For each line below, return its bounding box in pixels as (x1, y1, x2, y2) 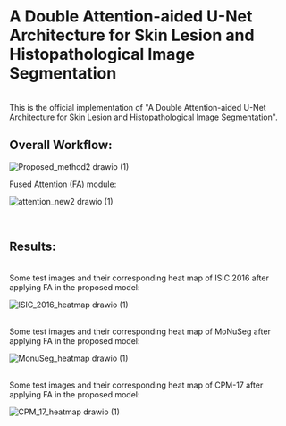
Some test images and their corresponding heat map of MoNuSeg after (9, 326, 271, 337)
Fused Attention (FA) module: (9, 179, 117, 189)
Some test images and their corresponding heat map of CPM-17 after (9, 380, 264, 390)
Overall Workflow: (9, 138, 113, 153)
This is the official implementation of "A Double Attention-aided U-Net (9, 102, 266, 113)
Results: (9, 239, 56, 255)
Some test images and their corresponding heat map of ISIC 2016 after (9, 272, 270, 283)
